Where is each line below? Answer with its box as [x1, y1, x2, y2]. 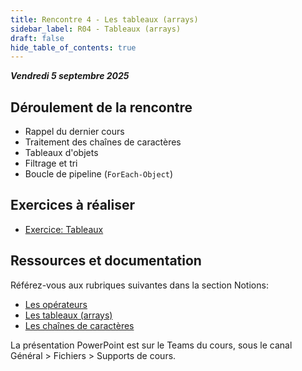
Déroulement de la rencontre [10, 99, 193, 116]
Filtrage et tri [24, 157, 78, 170]
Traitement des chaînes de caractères [24, 136, 182, 148]
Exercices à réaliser [10, 197, 136, 214]
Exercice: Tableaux [24, 223, 104, 235]
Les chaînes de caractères [24, 319, 135, 331]
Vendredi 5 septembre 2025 [10, 70, 130, 82]
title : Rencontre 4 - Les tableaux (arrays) [10, 14, 199, 25]
